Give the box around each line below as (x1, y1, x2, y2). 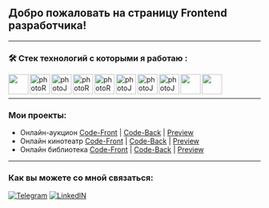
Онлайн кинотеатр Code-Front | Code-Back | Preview (19, 136, 200, 146)
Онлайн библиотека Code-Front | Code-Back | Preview (19, 145, 204, 154)
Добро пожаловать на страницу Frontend (8, 6, 227, 20)
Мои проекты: (8, 110, 67, 121)
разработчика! (8, 19, 86, 33)
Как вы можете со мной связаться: (8, 172, 154, 183)
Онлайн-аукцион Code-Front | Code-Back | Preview (19, 128, 194, 138)
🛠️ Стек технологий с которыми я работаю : (8, 52, 188, 63)
